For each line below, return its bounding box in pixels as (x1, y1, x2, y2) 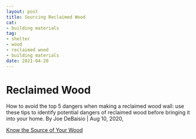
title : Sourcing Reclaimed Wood (6, 14, 86, 20)
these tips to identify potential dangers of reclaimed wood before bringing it (6, 109, 190, 116)
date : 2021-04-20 (6, 58, 49, 64)
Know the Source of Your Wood (6, 127, 83, 134)
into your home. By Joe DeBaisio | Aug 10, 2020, (6, 115, 124, 123)
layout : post (6, 8, 38, 15)
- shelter (6, 36, 31, 42)
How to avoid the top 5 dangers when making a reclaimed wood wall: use (6, 102, 184, 110)
